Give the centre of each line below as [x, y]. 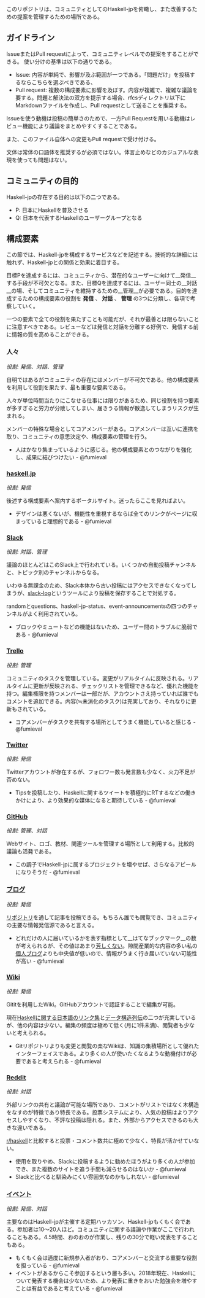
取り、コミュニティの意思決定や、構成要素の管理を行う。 [78, 436]
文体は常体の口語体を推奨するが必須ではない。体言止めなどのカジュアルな [100, 152]
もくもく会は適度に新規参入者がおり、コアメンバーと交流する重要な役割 [106, 1258]
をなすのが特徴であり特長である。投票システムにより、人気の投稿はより [97, 1113]
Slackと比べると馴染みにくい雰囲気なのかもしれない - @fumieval [97, 1177]
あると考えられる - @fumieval [64, 1061]
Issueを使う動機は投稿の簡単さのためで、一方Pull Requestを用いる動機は [99, 118]
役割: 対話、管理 [27, 552]
